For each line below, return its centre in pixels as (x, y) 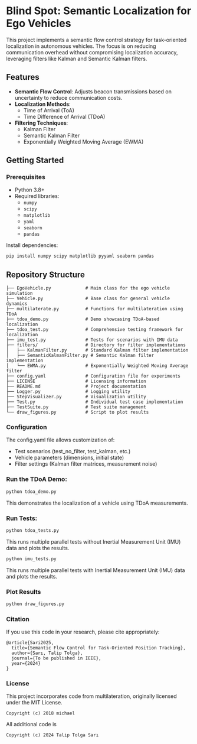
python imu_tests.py (32, 559)
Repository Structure (46, 274)
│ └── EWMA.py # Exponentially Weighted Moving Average (97, 366)
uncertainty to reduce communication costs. (68, 98)
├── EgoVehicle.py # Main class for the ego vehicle (88, 288)
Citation (18, 619)
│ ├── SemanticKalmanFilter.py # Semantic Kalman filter (80, 356)
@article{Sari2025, (30, 643)
